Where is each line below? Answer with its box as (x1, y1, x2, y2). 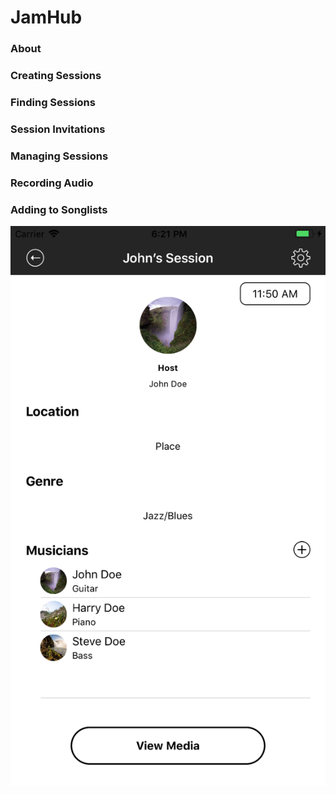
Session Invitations (10, 122, 106, 136)
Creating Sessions (10, 69, 102, 83)
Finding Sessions (10, 95, 96, 109)
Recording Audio (10, 176, 94, 190)
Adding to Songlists (10, 202, 108, 216)
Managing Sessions (10, 149, 109, 163)
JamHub (10, 6, 83, 29)
